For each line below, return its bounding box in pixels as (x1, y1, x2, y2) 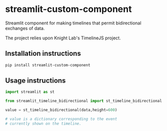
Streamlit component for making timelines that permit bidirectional (5, 20, 141, 26)
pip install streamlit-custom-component (5, 62, 91, 68)
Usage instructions (5, 76, 66, 85)
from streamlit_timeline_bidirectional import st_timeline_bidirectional (5, 99, 162, 104)
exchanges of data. (5, 25, 45, 31)
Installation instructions (5, 49, 81, 58)
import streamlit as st (5, 90, 55, 95)
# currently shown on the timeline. (5, 121, 81, 126)
